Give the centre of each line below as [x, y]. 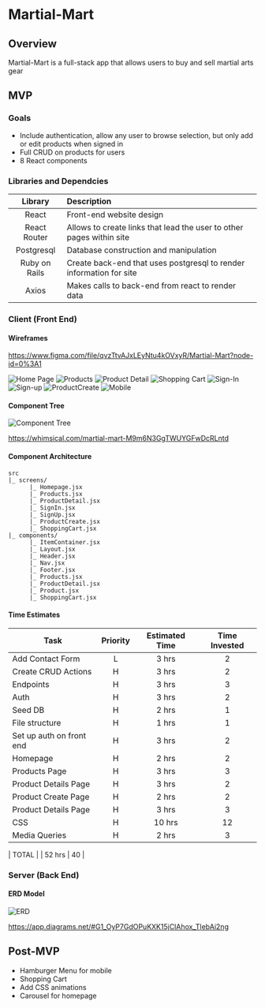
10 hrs [166, 822]
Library [35, 201]
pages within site [98, 237]
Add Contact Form [46, 659]
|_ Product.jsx [54, 590]
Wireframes [28, 338]
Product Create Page [51, 797]
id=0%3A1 [25, 364]
